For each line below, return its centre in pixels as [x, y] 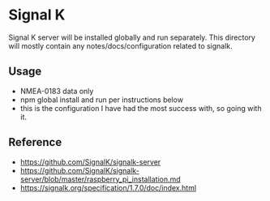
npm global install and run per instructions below [102, 100]
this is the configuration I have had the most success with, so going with [141, 108]
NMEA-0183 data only [57, 91]
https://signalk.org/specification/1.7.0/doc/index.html [108, 187]
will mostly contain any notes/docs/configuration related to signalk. [120, 45]
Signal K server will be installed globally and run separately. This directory [132, 37]
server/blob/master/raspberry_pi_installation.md [100, 179]
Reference [35, 142]
